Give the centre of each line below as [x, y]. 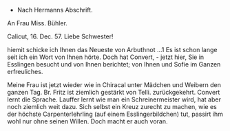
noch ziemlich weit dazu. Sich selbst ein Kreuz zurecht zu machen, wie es [112, 107]
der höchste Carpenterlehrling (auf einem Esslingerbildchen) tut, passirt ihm [115, 114]
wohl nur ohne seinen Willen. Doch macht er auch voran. [87, 121]
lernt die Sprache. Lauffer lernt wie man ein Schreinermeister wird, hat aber [114, 99]
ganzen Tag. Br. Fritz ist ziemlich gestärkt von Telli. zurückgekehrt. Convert [114, 92]
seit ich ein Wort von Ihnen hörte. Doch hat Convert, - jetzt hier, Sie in [106, 57]
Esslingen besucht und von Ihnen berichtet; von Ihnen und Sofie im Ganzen [114, 64]
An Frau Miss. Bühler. [37, 23]
